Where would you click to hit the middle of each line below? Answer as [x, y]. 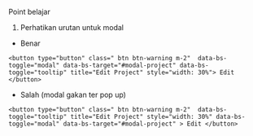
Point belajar [29, 12]
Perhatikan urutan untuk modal [72, 27]
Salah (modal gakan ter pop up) [73, 94]
